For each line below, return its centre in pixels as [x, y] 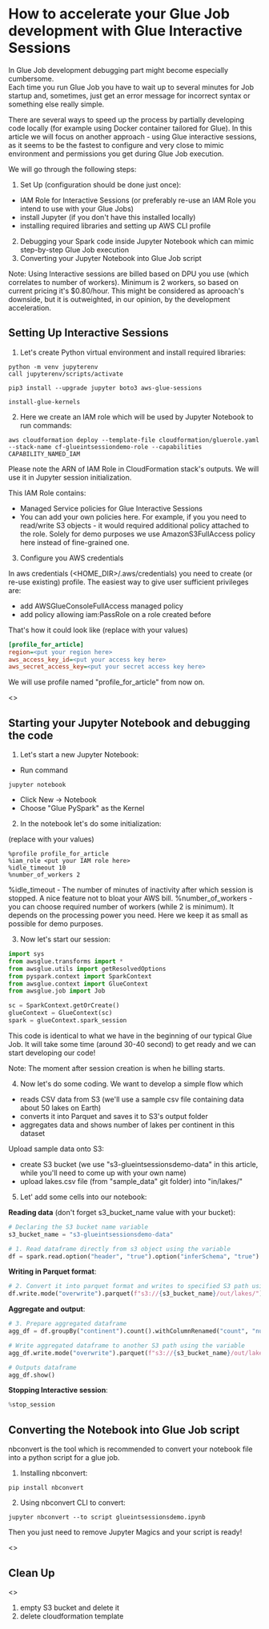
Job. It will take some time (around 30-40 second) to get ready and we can [132, 1044]
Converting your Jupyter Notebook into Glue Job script [110, 258]
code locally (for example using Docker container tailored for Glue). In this [130, 128]
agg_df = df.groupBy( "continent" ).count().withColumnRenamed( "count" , [128, 1331]
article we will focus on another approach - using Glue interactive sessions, [132, 136]
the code [31, 735]
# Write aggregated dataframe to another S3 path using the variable [127, 1346]
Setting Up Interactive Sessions [89, 333]
